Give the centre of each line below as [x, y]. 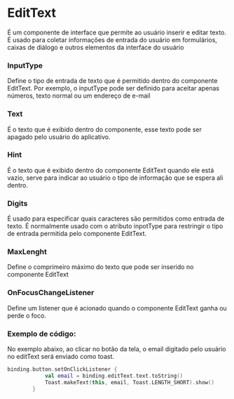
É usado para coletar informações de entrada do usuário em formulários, [112, 39]
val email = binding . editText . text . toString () [114, 376]
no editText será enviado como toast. [61, 357]
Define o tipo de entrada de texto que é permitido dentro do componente [112, 81]
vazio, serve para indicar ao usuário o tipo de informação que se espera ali [115, 178]
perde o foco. [27, 315]
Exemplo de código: [42, 334]
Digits [18, 203]
